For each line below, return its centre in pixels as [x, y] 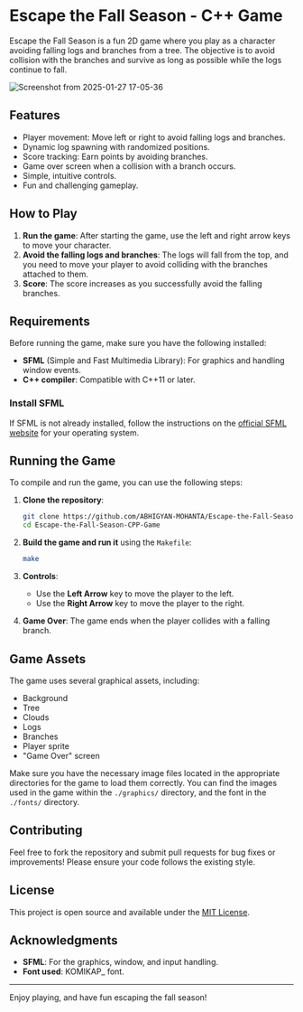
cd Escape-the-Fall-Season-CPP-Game [91, 525]
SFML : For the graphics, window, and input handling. [120, 962]
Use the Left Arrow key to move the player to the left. [135, 594]
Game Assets [48, 659]
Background [45, 698]
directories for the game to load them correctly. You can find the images [143, 782]
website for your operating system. [74, 432]
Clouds [36, 717]
